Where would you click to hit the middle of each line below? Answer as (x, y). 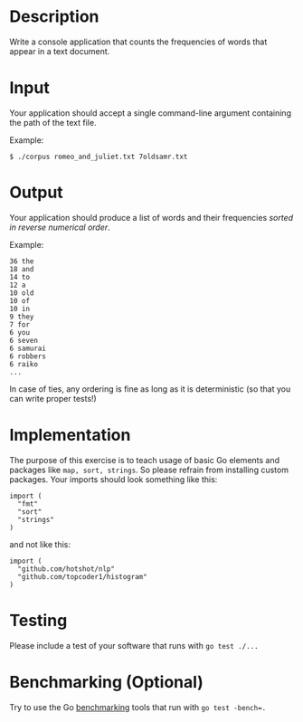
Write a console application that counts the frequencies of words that (138, 42)
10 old (22, 293)
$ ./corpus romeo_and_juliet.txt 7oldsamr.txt (99, 157)
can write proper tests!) (53, 398)
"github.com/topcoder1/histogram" (82, 576)
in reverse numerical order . (60, 227)
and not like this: (40, 544)
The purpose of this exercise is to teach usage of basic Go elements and (145, 460)
